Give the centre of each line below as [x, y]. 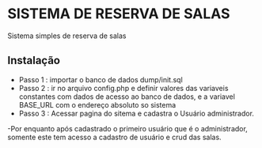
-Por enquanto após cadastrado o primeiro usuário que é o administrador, [128, 128]
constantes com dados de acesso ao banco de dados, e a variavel [127, 97]
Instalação [34, 61]
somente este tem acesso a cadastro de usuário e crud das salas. [115, 137]
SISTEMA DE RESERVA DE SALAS [119, 14]
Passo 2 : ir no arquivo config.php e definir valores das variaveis [123, 88]
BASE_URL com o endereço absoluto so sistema [97, 104]
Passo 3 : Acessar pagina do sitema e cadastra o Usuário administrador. [137, 113]
